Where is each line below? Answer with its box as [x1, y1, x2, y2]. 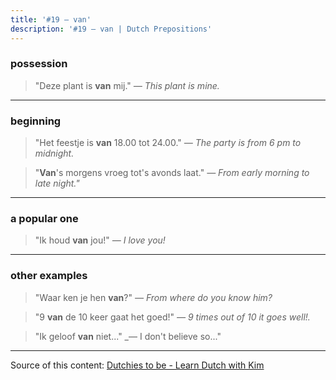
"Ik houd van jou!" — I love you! [34, 234, 166, 246]
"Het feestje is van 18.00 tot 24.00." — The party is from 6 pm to [34, 137, 302, 149]
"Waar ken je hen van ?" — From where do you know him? [34, 291, 273, 303]
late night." [34, 177, 80, 190]
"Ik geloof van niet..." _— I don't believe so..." [34, 330, 222, 342]
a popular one [10, 212, 79, 226]
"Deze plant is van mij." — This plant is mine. [34, 79, 220, 91]
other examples [10, 269, 88, 283]
